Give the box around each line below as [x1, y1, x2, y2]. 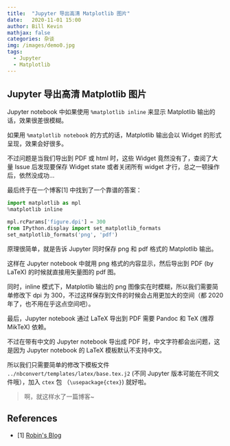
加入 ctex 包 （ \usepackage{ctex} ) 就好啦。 [27, 377, 150, 386]
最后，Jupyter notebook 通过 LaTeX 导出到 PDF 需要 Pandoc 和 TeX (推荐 [7, 314, 215, 322]
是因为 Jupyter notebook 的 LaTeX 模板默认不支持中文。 [7, 346, 166, 354]
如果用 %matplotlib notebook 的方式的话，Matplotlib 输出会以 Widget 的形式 [7, 131, 222, 140]
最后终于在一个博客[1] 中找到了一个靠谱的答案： [7, 186, 142, 194]
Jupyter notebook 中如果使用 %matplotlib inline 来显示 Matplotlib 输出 [7, 108, 209, 116]
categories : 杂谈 [7, 36, 55, 43]
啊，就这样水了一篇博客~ [23, 392, 95, 401]
